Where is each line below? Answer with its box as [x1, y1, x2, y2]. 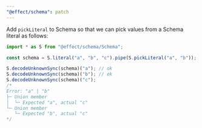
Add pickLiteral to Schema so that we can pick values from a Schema [6, 25, 184, 33]
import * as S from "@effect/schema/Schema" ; [6, 44, 123, 50]
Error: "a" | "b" [6, 88, 50, 94]
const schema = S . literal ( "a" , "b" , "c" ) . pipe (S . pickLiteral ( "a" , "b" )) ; [6, 55, 197, 61]
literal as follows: [6, 32, 49, 39]
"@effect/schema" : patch [6, 8, 69, 15]
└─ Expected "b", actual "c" [14, 110, 88, 117]
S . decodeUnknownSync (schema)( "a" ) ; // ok [6, 66, 113, 72]
